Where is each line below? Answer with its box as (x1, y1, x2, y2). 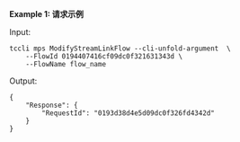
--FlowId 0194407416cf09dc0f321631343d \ (25, 52, 182, 61)
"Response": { (25, 101, 78, 110)
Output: (9, 75, 38, 86)
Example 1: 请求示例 (9, 9, 84, 19)
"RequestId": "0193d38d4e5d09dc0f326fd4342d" (41, 109, 216, 118)
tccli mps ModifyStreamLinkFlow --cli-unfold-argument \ (9, 44, 231, 53)
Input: (9, 27, 31, 37)
